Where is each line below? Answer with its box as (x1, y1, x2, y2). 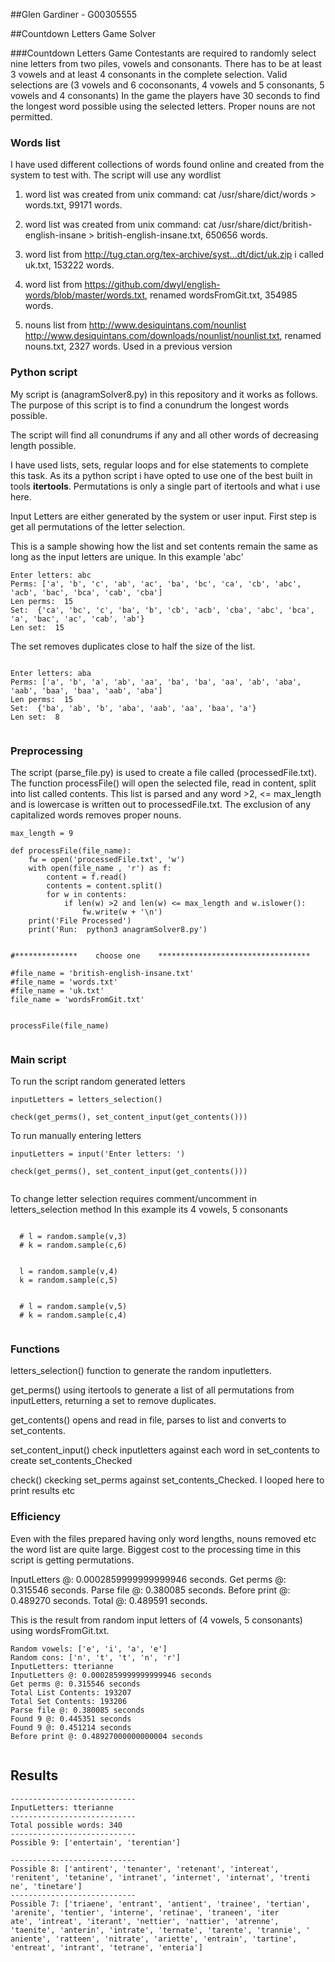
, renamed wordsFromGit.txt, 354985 (144, 289, 298, 301)
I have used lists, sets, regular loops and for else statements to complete (10, 459, 309, 471)
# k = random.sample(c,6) (19, 1240, 128, 1251)
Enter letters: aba (10, 668, 92, 678)
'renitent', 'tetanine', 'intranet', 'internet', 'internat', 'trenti (10, 1872, 311, 1883)
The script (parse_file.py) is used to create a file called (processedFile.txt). (10, 766, 318, 778)
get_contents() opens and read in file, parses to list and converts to (10, 1414, 287, 1426)
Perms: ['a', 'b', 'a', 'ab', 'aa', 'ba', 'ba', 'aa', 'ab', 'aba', (10, 677, 302, 687)
